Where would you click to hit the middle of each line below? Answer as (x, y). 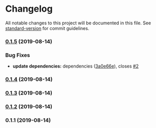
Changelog (29, 9)
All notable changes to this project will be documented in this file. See (78, 23)
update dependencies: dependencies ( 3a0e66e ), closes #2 (75, 66)
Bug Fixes (18, 55)
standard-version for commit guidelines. (47, 28)
